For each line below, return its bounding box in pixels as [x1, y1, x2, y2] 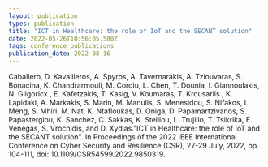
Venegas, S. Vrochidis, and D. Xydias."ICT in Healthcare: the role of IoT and [8, 123, 261, 133]
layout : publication [8, 11, 79, 20]
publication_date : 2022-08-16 [8, 49, 111, 58]
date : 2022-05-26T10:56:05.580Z [8, 34, 118, 43]
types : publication [8, 19, 75, 28]
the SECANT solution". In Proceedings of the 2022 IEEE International [8, 132, 237, 142]
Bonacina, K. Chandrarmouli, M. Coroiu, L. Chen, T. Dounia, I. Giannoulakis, [8, 80, 260, 90]
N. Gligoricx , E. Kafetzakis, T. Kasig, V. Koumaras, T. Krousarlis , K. [8, 89, 233, 98]
